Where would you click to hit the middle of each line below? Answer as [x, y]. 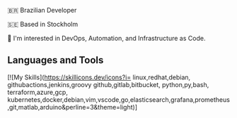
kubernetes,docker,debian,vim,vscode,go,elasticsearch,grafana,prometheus [118, 99]
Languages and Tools [56, 60]
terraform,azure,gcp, [38, 92]
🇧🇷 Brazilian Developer [42, 10]
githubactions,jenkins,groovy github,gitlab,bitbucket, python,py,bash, [108, 84]
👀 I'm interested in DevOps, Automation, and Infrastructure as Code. [106, 38]
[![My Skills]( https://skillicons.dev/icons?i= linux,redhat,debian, [99, 77]
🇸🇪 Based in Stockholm [43, 24]
